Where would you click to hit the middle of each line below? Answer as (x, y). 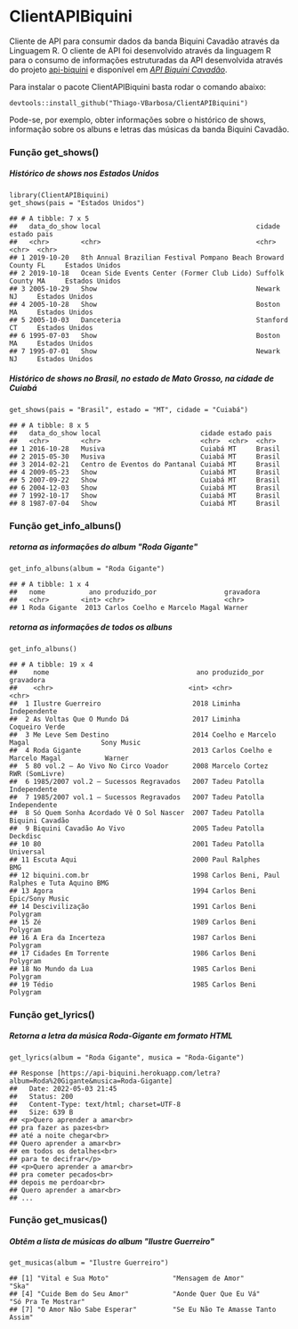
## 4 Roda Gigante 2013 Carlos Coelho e (141, 750)
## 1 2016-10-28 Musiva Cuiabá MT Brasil (145, 449)
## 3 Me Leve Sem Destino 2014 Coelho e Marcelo (143, 735)
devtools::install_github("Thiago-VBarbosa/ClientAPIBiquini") (129, 103)
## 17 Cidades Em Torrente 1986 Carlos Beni (133, 953)
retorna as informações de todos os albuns (91, 627)
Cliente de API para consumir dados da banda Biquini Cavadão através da (145, 41)
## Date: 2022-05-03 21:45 (63, 1089)
